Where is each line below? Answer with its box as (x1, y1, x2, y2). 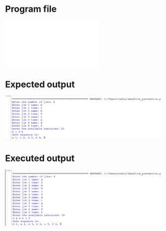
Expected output (5, 79, 75, 90)
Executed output (5, 153, 75, 164)
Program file (5, 3, 57, 15)
